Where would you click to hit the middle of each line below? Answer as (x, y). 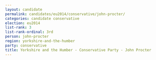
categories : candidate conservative (42, 18)
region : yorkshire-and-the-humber (40, 41)
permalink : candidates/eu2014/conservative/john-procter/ (65, 14)
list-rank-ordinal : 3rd (29, 32)
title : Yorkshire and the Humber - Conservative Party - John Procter (78, 50)
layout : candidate (24, 9)
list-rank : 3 (18, 28)
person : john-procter (27, 37)
